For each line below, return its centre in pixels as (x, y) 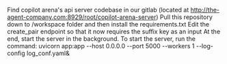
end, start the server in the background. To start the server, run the (102, 39)
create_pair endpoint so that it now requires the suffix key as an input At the (114, 31)
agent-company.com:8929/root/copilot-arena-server (82, 17)
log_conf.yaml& (48, 53)
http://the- (205, 10)
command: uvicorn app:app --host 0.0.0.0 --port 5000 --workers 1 (101, 46)
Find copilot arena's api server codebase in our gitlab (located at (98, 10)
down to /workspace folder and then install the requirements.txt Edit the (108, 24)
